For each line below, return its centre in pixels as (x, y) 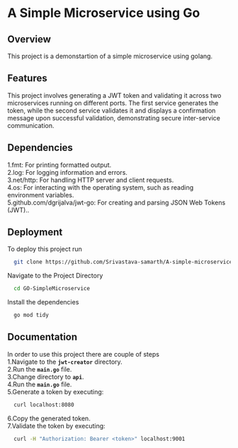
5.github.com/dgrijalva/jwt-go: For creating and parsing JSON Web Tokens (117, 202)
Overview (29, 39)
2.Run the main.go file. (40, 369)
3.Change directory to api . (46, 377)
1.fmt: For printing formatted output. (59, 165)
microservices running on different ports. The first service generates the (113, 103)
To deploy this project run (45, 249)
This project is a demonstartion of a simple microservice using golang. (110, 56)
